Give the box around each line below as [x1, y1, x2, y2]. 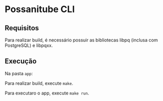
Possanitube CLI [5, 4, 75, 15]
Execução [5, 57, 37, 66]
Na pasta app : [5, 70, 33, 76]
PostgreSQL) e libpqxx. [5, 42, 53, 48]
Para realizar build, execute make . [5, 80, 73, 86]
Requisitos [5, 24, 39, 32]
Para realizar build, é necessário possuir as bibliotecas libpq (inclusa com [5, 37, 158, 43]
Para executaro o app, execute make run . [5, 90, 90, 96]
